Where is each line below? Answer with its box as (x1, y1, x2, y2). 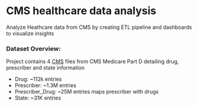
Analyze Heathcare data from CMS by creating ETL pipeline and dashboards (6, 24, 192, 31)
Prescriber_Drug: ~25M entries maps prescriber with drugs (14, 88, 159, 95)
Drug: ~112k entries (14, 75, 62, 83)
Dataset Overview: (6, 44, 61, 52)
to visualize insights (6, 29, 54, 37)
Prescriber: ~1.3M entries (14, 82, 77, 89)
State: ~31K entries (14, 94, 61, 101)
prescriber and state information (6, 64, 85, 71)
